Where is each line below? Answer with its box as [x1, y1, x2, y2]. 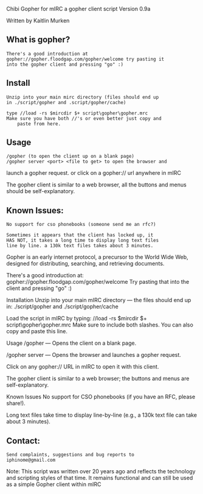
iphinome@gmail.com [6, 457, 56, 464]
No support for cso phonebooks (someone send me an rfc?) [6, 222, 156, 228]
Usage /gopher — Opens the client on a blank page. [6, 339, 137, 347]
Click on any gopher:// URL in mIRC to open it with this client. [6, 363, 159, 370]
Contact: [6, 436, 41, 446]
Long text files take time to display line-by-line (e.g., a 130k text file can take [6, 411, 198, 419]
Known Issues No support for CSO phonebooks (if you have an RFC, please [6, 393, 196, 401]
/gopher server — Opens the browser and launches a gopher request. [6, 351, 181, 359]
